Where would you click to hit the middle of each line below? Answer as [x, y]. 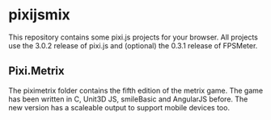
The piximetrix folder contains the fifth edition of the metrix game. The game [136, 90]
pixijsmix [39, 15]
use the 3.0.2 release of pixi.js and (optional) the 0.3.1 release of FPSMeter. [133, 45]
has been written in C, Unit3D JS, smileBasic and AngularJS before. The [128, 99]
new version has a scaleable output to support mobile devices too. [119, 107]
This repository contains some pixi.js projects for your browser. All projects [133, 37]
